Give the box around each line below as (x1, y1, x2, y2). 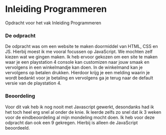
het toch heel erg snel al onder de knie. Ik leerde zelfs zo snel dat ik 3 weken (5, 109, 162, 115)
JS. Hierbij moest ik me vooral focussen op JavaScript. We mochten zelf (5, 48, 153, 55)
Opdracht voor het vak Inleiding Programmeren (5, 20, 102, 26)
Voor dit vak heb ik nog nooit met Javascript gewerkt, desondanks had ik (5, 104, 155, 110)
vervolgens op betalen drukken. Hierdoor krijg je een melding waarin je (5, 70, 150, 76)
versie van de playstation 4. (5, 80, 62, 86)
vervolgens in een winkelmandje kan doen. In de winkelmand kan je (5, 64, 143, 70)
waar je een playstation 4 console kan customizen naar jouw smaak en (5, 59, 150, 65)
